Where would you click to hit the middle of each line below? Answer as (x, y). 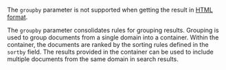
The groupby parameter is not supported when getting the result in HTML (110, 10)
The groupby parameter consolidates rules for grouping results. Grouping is (113, 30)
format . (18, 17)
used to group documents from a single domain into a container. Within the (113, 37)
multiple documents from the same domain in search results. (93, 59)
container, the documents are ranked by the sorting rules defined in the (108, 45)
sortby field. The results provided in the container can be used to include (111, 52)
